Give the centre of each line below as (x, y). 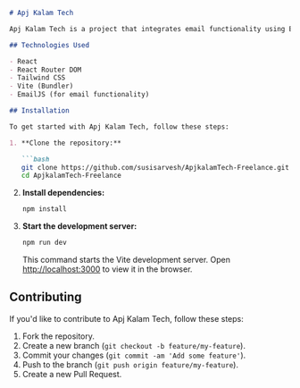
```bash (35, 159)
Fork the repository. (58, 336)
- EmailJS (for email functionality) (79, 95)
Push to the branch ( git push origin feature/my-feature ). (130, 364)
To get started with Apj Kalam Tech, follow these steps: (119, 127)
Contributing (46, 297)
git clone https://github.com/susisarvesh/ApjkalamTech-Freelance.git (155, 167)
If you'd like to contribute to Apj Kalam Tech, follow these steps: (126, 318)
